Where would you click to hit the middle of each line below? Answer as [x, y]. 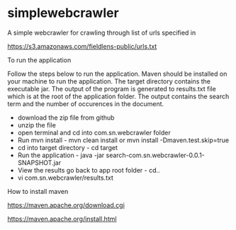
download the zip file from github [66, 117]
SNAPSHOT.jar [39, 162]
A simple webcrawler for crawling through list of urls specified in [102, 33]
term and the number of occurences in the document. [86, 103]
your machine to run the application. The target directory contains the [109, 81]
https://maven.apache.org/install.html [62, 219]
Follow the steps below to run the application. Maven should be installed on [117, 74]
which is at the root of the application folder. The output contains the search [118, 96]
